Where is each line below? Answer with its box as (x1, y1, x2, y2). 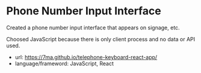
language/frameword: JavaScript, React (14, 60, 114, 67)
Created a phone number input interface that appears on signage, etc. (6, 24, 180, 31)
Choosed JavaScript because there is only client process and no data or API (6, 35, 196, 42)
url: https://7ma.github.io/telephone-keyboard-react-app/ (14, 53, 158, 60)
